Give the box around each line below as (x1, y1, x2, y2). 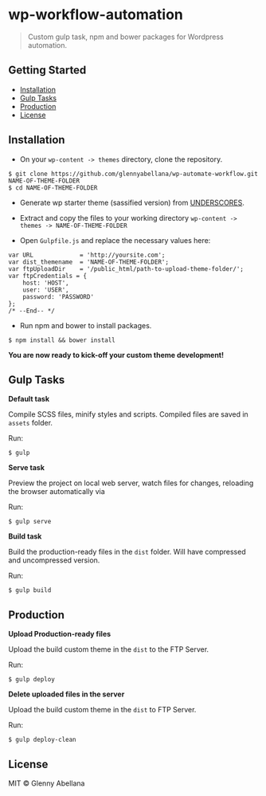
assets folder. (8, 418, 53, 428)
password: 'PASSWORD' (22, 292, 94, 300)
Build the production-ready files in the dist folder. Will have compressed (8, 547, 246, 557)
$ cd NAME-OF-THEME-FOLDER (8, 183, 98, 192)
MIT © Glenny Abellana (8, 778, 85, 788)
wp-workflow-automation (8, 6, 183, 24)
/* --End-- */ (8, 307, 56, 315)
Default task (8, 394, 50, 404)
